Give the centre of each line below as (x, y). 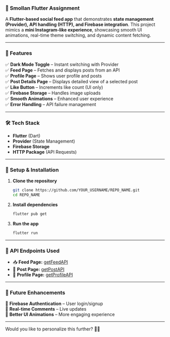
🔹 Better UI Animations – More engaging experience (60, 315)
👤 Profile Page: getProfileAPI (43, 275)
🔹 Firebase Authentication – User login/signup (54, 304)
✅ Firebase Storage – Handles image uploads (53, 93)
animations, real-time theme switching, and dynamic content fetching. (78, 36)
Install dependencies (35, 205)
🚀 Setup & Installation (32, 170)
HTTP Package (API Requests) (45, 152)
